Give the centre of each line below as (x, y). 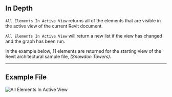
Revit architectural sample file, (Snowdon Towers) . (58, 56)
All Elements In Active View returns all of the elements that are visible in (83, 20)
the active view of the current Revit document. (54, 26)
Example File (26, 77)
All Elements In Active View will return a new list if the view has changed (84, 36)
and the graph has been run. (35, 41)
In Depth (19, 8)
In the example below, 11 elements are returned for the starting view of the (83, 51)
